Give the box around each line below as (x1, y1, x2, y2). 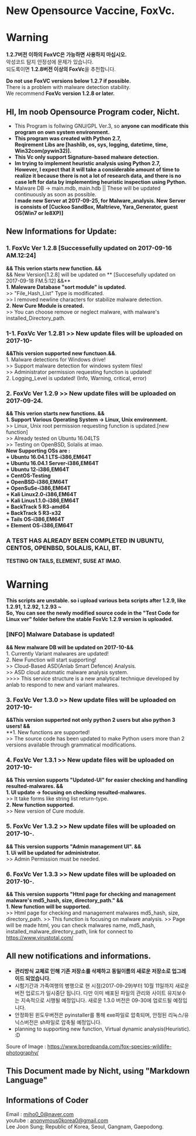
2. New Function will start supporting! (6, 656, 97, 663)
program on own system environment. (14, 128, 110, 135)
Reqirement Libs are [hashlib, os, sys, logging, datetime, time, (14, 141, 169, 148)
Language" (6, 1075, 48, 1085)
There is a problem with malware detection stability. (6, 84, 130, 91)
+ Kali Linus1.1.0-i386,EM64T (6, 497, 80, 504)
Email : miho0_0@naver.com (6, 1110, 74, 1117)
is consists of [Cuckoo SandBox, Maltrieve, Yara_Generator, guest (14, 203, 178, 210)
